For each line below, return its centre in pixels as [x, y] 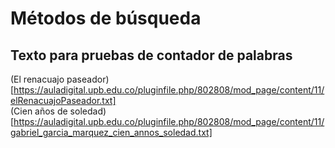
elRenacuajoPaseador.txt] [63, 100]
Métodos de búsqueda [106, 18]
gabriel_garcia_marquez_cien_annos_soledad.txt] [111, 132]
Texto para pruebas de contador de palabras [151, 55]
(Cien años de [39, 111]
